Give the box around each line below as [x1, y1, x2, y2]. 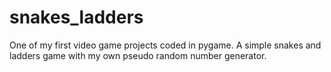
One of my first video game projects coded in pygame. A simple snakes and [9, 39, 322, 51]
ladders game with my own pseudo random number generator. [9, 49, 267, 61]
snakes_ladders [9, 6, 144, 29]
